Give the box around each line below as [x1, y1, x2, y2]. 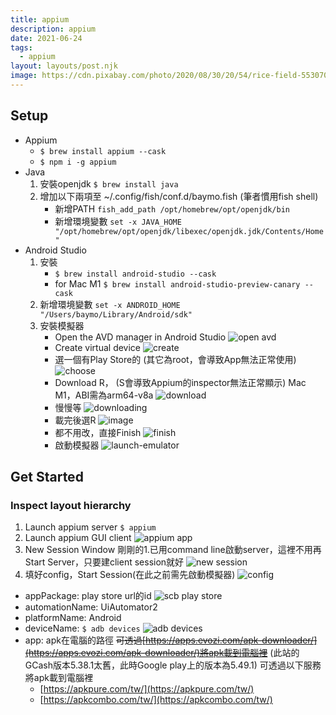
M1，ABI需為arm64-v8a [54, 389, 154, 401]
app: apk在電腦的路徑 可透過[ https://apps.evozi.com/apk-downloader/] [24, 634, 318, 646]
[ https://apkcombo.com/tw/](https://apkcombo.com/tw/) [39, 694, 273, 706]
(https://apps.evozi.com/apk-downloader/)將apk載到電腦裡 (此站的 [24, 647, 300, 659]
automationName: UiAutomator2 [24, 601, 158, 613]
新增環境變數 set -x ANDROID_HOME [39, 298, 181, 310]
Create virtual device [54, 341, 142, 353]
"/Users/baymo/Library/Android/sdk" [39, 309, 193, 320]
